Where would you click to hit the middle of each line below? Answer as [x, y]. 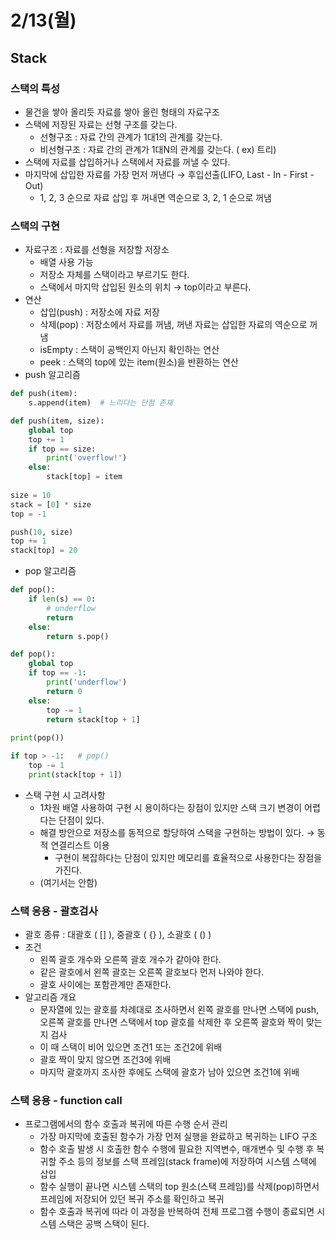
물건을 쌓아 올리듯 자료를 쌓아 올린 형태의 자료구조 [122, 112]
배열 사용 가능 [66, 262]
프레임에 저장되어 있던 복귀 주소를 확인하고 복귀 [132, 1199]
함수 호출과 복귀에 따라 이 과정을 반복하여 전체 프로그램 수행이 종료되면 [177, 1212]
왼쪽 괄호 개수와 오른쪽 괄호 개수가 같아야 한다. [130, 960]
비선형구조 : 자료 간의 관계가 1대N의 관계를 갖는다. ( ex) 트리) [158, 149]
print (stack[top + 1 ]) [75, 774]
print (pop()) [37, 738]
